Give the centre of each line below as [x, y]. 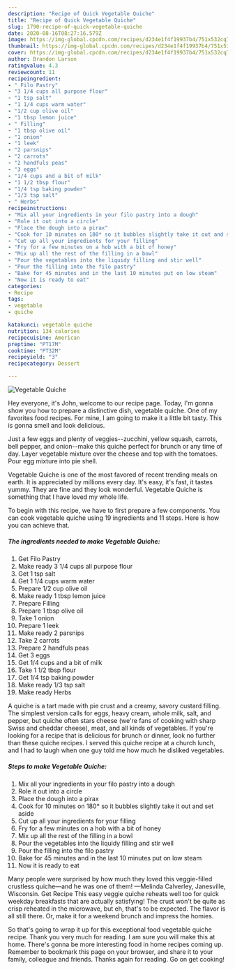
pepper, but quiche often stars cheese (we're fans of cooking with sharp [112, 720]
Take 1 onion [36, 618]
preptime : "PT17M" [35, 344]
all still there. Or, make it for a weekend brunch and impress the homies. [111, 916]
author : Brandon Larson [43, 59]
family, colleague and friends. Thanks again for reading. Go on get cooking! [116, 959]
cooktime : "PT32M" [35, 351]
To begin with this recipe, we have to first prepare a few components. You [114, 510]
